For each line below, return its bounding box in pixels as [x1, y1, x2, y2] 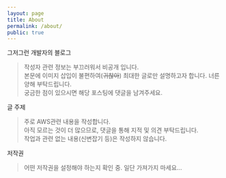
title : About [7, 16, 44, 23]
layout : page [7, 10, 44, 17]
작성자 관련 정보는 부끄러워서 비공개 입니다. [23, 63, 139, 72]
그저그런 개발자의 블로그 [7, 48, 72, 57]
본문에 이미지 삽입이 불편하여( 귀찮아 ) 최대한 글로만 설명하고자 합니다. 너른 [23, 72, 220, 80]
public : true [7, 29, 44, 36]
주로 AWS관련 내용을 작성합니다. [23, 117, 111, 126]
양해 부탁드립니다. [23, 80, 72, 89]
